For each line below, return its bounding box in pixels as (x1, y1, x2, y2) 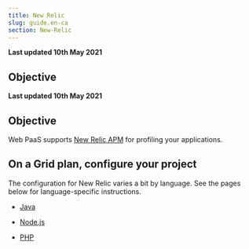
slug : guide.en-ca (8, 19, 68, 27)
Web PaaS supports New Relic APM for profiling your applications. (8, 135, 223, 144)
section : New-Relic (8, 26, 72, 34)
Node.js (19, 217, 46, 226)
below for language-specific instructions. (8, 186, 141, 196)
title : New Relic (8, 11, 65, 20)
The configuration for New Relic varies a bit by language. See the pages (8, 178, 241, 188)
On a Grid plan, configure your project (8, 158, 197, 171)
